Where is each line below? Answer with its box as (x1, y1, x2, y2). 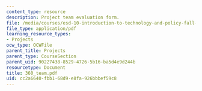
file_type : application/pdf (6, 25, 77, 32)
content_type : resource (6, 8, 66, 15)
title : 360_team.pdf (6, 70, 58, 76)
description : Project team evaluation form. (6, 14, 120, 20)
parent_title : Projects (6, 48, 66, 54)
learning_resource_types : (6, 31, 71, 37)
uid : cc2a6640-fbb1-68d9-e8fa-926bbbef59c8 (6, 75, 117, 81)
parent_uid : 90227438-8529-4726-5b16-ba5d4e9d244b (6, 59, 136, 65)
